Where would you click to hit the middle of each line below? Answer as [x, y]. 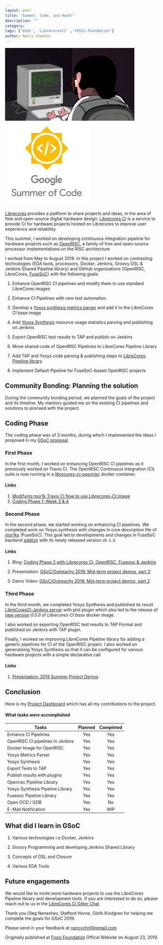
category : [15, 26]
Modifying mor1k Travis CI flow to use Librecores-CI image [71, 496]
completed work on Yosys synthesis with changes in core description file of [81, 530]
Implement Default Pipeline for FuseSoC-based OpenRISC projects [79, 370]
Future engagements [37, 882]
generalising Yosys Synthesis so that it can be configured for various [74, 649]
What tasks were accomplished [38, 715]
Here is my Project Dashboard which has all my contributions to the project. [81, 703]
